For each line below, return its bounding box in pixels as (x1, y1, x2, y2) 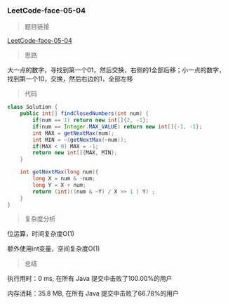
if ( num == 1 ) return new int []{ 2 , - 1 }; (32, 117, 149, 124)
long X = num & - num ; (32, 175, 96, 183)
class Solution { (7, 104, 58, 111)
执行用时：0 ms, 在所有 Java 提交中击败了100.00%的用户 (7, 275, 173, 283)
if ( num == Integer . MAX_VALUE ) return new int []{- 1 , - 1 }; (32, 123, 203, 130)
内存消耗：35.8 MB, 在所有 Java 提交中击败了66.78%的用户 (7, 289, 179, 298)
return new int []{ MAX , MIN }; (32, 150, 118, 157)
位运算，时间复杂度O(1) (7, 230, 75, 238)
